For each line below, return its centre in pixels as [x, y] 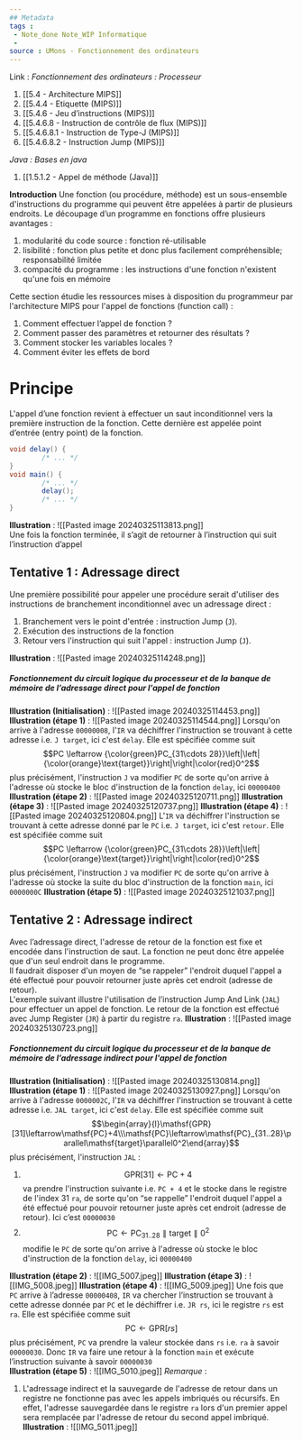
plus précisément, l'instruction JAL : [75, 1157]
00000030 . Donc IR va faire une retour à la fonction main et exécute [132, 1352]
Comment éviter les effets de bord [86, 352]
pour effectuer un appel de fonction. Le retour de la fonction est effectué [144, 1008]
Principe [41, 389]
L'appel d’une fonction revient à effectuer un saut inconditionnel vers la [141, 414]
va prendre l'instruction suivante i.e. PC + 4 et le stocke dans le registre [155, 1188]
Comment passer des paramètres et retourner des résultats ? [136, 333]
